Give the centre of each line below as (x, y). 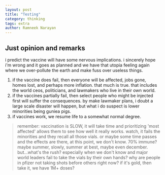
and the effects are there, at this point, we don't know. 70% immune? (87, 141)
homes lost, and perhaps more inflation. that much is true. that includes (85, 85)
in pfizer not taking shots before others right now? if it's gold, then (84, 163)
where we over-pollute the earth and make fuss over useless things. (74, 70)
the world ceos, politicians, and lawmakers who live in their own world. (84, 90)
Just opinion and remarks (45, 48)
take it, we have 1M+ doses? (46, 168)
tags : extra (17, 23)
